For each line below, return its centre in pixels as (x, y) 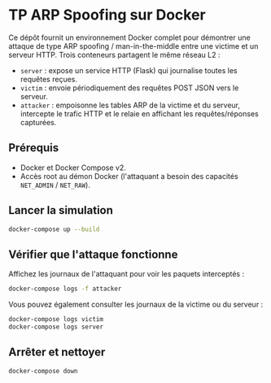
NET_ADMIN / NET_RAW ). (55, 185)
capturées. (38, 122)
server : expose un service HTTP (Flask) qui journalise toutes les (129, 70)
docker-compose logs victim (56, 320)
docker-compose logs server (56, 327)
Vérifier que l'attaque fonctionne (93, 254)
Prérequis (34, 148)
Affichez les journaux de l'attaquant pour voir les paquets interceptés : (127, 274)
